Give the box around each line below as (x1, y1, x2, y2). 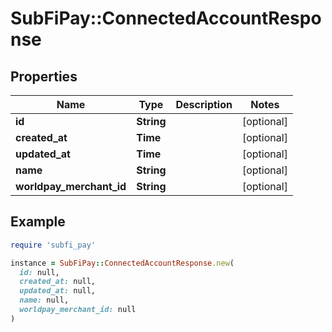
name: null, (19, 295, 70, 306)
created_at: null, (19, 277, 97, 287)
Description (175, 98, 233, 111)
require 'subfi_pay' (10, 240, 97, 250)
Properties (10, 68, 78, 85)
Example (10, 213, 66, 231)
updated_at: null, (19, 286, 97, 296)
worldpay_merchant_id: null (19, 305, 137, 315)
